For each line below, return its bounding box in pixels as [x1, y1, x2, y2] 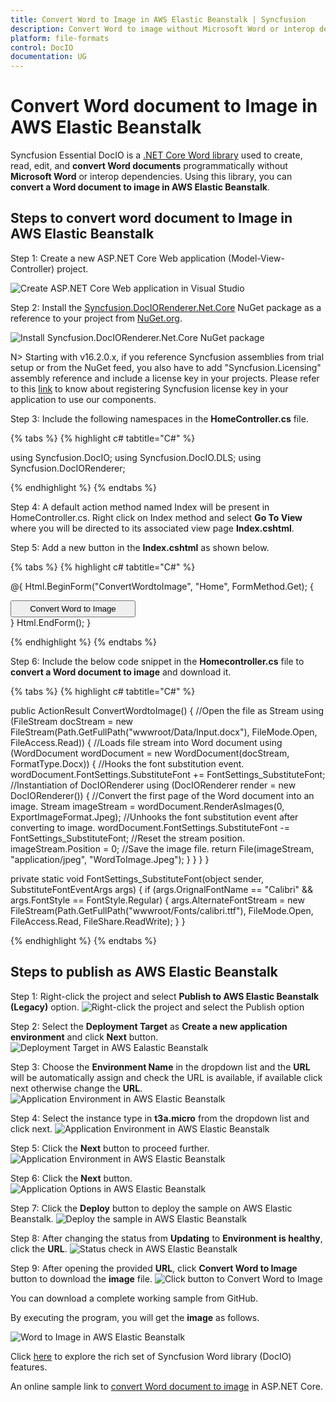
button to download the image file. [10, 1272, 153, 1285]
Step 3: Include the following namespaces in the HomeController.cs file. [10, 412, 309, 425]
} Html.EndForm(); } [10, 616, 92, 628]
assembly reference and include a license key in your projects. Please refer [10, 372, 320, 384]
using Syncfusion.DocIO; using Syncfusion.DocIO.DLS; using [10, 451, 262, 463]
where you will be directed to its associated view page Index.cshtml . [10, 522, 295, 534]
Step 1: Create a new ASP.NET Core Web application [10, 252, 227, 264]
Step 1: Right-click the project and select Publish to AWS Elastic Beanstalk [10, 990, 320, 1002]
